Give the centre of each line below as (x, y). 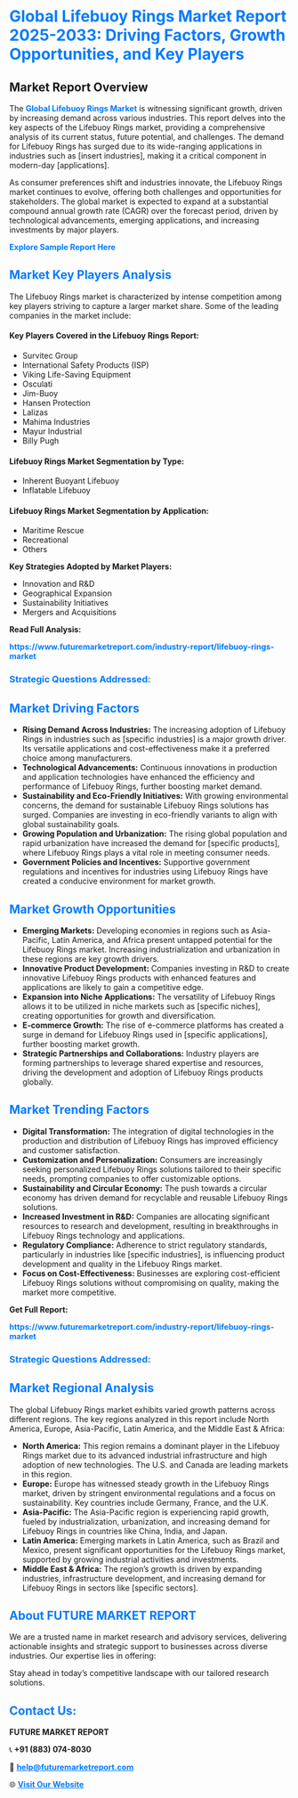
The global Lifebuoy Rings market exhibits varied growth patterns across (142, 1410)
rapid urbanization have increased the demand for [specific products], (151, 843)
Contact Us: (43, 1710)
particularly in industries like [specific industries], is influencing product (153, 1254)
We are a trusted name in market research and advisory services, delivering (148, 1637)
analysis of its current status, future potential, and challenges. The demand (147, 137)
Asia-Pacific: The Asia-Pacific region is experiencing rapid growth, (145, 1512)
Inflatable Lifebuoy (56, 491)
